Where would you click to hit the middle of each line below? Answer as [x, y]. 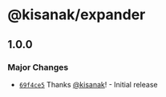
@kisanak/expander [77, 15]
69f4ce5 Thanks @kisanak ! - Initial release [88, 84]
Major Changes [38, 67]
